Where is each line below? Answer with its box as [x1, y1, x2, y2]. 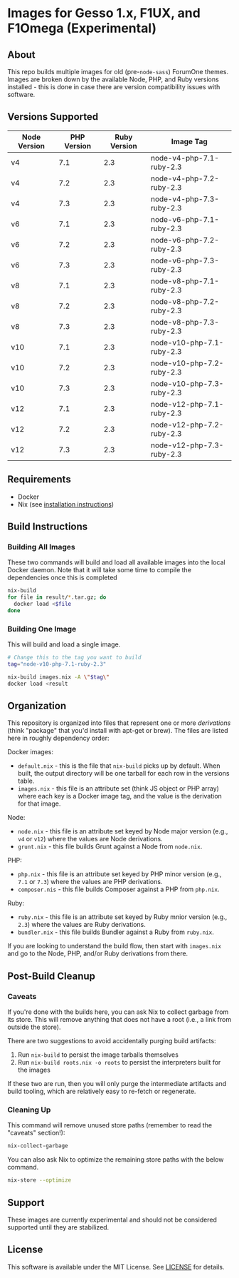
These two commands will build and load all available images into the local [7, 558, 225, 567]
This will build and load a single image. [7, 640, 121, 649]
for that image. [17, 799, 61, 808]
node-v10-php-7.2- [150, 358, 224, 368]
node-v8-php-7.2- [150, 296, 219, 306]
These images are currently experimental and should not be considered [7, 1215, 217, 1224]
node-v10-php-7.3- [150, 378, 224, 388]
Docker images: [7, 748, 53, 756]
